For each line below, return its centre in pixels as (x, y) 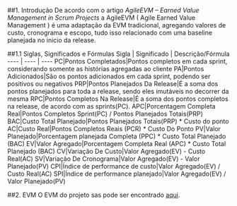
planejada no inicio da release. (52, 40)
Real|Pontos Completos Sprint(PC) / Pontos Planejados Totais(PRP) (105, 114)
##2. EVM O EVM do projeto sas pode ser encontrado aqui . (94, 195)
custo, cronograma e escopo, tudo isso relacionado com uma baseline (110, 32)
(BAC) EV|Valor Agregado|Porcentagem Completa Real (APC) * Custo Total (117, 144)
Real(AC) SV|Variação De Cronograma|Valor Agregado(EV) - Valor (104, 159)
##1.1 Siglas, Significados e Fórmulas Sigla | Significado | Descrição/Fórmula (118, 54)
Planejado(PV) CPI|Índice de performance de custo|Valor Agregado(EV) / (114, 166)
